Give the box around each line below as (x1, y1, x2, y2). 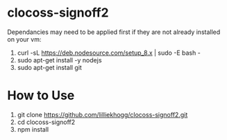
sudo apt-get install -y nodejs (17, 55, 102, 64)
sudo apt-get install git (17, 63, 82, 71)
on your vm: (7, 35, 42, 43)
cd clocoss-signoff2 (17, 118, 76, 126)
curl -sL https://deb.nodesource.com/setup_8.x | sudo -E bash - (17, 49, 201, 57)
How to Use (7, 88, 75, 103)
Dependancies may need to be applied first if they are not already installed (7, 28, 221, 36)
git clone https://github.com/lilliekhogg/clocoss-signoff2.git (17, 110, 188, 119)
